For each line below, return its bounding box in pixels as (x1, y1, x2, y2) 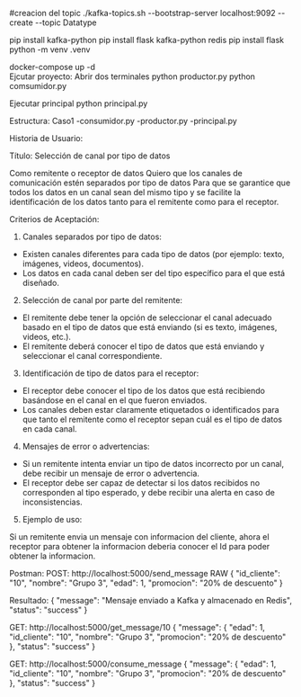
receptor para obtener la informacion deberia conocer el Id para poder (9, 541, 270, 551)
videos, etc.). (22, 332, 72, 342)
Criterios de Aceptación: (9, 214, 100, 224)
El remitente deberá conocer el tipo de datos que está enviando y (22, 341, 265, 352)
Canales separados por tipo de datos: (22, 231, 162, 242)
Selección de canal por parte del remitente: (22, 295, 182, 305)
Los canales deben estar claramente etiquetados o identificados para (22, 405, 280, 415)
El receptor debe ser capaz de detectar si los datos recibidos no (22, 478, 261, 488)
